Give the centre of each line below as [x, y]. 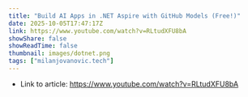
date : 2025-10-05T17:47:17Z [56, 23]
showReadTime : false [43, 46]
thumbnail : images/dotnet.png [60, 53]
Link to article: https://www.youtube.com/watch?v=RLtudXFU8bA [129, 84]
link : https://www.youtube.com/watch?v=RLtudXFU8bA [97, 31]
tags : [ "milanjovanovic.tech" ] [61, 61]
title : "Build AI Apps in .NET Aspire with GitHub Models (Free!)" [125, 16]
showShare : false [38, 38]
